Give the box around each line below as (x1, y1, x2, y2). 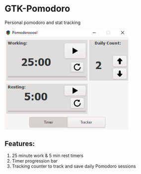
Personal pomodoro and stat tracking (4, 19, 81, 25)
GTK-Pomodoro (4, 3, 70, 14)
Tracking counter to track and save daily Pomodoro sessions (11, 163, 136, 170)
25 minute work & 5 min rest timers (11, 153, 84, 159)
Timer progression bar (11, 158, 58, 164)
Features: (4, 139, 35, 148)
